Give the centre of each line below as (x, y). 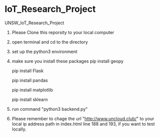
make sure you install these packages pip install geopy (68, 61)
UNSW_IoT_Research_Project (34, 23)
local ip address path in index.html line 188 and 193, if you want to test (83, 124)
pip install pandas (30, 80)
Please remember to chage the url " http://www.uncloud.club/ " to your (83, 118)
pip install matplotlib (32, 90)
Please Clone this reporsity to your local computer (63, 32)
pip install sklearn (30, 99)
